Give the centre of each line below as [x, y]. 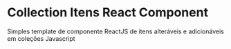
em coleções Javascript [41, 38]
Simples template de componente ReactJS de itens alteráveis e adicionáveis [116, 31]
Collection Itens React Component [108, 13]
